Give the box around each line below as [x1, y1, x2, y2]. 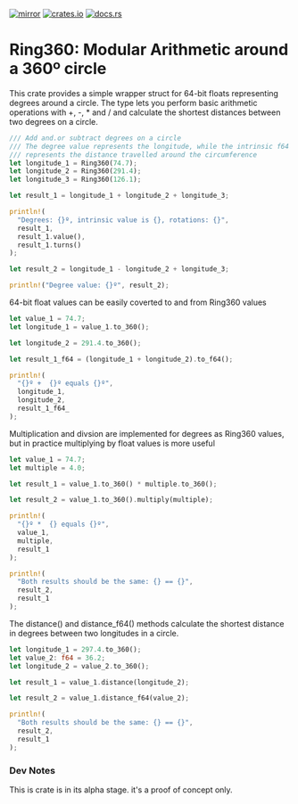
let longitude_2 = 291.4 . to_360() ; [9, 339, 142, 348]
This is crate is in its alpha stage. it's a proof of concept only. [9, 784, 234, 795]
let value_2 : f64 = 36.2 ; [9, 653, 105, 662]
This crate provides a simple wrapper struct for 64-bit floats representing [9, 87, 279, 98]
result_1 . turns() [17, 241, 82, 250]
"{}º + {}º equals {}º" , [17, 379, 114, 388]
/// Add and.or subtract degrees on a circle [9, 134, 181, 143]
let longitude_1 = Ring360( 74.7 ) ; [9, 159, 138, 168]
